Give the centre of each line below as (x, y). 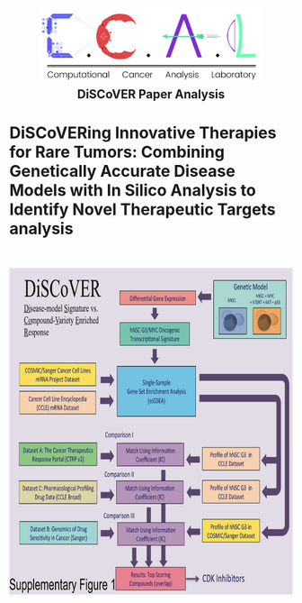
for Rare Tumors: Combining (117, 152)
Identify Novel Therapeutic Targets (142, 210)
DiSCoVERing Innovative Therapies (143, 133)
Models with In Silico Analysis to (133, 191)
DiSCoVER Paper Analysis (151, 94)
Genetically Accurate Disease (122, 172)
